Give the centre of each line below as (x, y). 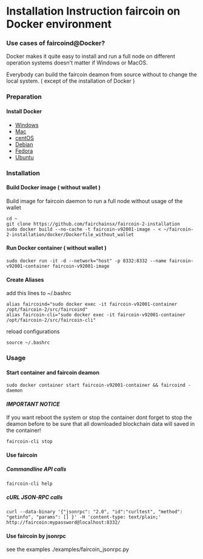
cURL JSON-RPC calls (35, 497)
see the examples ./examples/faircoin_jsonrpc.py (68, 549)
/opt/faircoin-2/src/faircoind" (47, 310)
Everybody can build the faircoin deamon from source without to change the (101, 75)
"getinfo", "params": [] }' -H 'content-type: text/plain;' (84, 517)
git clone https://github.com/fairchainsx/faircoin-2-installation (93, 224)
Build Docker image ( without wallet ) (54, 187)
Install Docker (24, 111)
